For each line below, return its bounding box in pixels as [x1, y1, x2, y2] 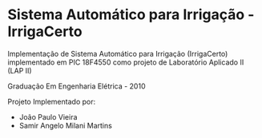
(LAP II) [7, 65, 33, 75]
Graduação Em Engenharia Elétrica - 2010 [7, 81, 146, 91]
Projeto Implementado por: [7, 97, 96, 106]
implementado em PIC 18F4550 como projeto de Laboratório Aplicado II [7, 57, 244, 67]
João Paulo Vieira [18, 112, 78, 121]
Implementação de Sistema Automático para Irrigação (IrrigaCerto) [7, 49, 228, 58]
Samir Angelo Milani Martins [18, 120, 113, 130]
